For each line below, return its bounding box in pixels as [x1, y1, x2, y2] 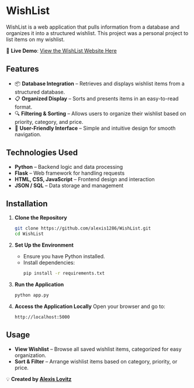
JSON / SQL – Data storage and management [14, 182, 124, 189]
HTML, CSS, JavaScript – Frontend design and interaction [14, 175, 155, 182]
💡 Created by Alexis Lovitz [6, 375, 72, 382]
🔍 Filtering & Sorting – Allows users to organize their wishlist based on [14, 110, 186, 117]
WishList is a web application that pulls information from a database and [6, 23, 180, 30]
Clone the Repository [14, 214, 67, 221]
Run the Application [14, 281, 64, 287]
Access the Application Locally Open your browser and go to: [14, 303, 165, 310]
